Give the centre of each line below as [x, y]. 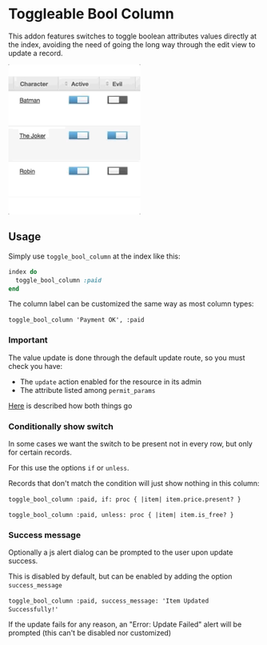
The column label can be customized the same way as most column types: [131, 304]
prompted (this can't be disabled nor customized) [90, 633]
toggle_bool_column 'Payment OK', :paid [77, 320]
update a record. [36, 53]
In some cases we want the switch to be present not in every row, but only [131, 443]
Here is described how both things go [70, 406]
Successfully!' [34, 610]
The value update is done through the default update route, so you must [127, 358]
